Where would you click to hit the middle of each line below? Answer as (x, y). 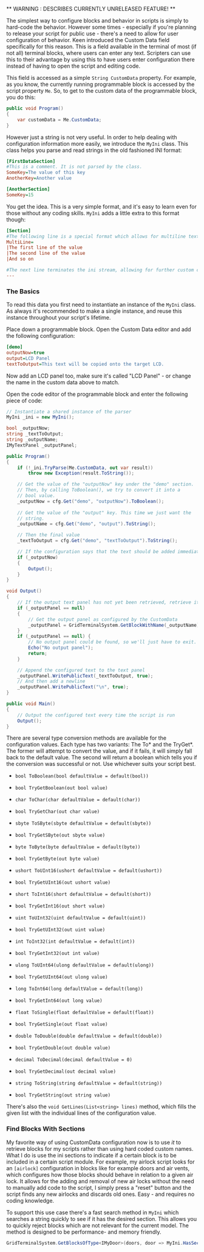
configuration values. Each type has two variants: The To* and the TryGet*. (100, 745)
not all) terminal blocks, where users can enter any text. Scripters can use (99, 53)
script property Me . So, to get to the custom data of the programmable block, (102, 91)
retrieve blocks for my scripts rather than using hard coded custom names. (100, 1148)
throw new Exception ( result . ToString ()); (81, 473)
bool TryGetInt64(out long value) (59, 1001)
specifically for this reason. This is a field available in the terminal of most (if (101, 46)
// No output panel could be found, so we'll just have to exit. (113, 642)
